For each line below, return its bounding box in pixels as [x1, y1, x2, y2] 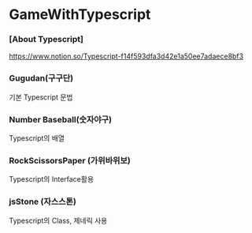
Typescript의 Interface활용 [9, 175, 94, 184]
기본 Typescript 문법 [9, 92, 73, 102]
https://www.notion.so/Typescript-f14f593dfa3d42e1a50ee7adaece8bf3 [9, 51, 243, 61]
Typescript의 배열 [9, 133, 65, 143]
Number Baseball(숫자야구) [9, 114, 113, 125]
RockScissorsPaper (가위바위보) [9, 156, 131, 166]
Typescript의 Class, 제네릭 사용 [9, 216, 108, 225]
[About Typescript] [9, 34, 84, 45]
